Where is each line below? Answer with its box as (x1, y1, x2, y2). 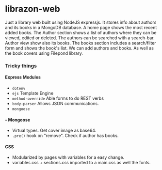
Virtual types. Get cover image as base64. (12, 127, 97, 134)
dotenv (12, 86, 26, 91)
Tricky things (5, 62, 37, 69)
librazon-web (5, 3, 61, 15)
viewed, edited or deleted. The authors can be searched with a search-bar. (5, 35, 155, 41)
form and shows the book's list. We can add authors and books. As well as (5, 45, 154, 51)
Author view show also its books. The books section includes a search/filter (5, 40, 156, 46)
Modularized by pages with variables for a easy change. (12, 155, 125, 160)
